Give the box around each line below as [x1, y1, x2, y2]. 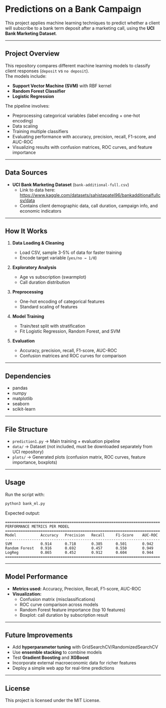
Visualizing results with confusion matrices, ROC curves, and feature [12, 144, 152, 150]
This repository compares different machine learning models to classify [5, 62, 151, 68]
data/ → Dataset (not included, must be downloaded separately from [12, 444, 153, 449]
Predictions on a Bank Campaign [5, 3, 142, 15]
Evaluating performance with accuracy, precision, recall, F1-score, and [12, 133, 156, 139]
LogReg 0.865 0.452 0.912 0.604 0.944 [5, 550, 154, 555]
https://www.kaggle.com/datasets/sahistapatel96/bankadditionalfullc [19, 192, 161, 198]
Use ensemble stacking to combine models [12, 649, 102, 655]
